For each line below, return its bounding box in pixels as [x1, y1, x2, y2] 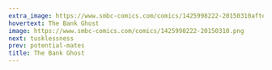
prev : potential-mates [8, 42, 85, 50]
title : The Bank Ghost [8, 49, 85, 57]
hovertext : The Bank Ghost [8, 19, 100, 27]
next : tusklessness [8, 34, 74, 43]
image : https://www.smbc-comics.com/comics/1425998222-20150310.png [8, 27, 244, 35]
